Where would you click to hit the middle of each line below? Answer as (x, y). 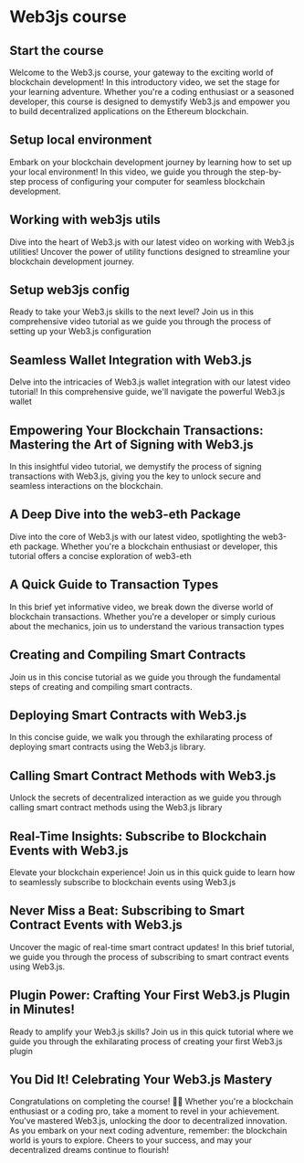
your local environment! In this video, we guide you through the (128, 172)
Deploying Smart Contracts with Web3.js (128, 715)
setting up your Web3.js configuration (80, 332)
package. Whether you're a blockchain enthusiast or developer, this (151, 546)
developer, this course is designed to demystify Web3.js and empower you (150, 101)
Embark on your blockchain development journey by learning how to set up (151, 162)
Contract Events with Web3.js (96, 925)
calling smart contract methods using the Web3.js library (116, 808)
